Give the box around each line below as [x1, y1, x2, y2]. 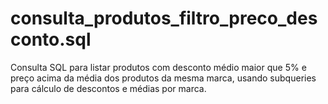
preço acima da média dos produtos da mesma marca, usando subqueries [10, 72, 317, 84]
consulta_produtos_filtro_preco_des [10, 7, 318, 30]
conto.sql [10, 28, 92, 51]
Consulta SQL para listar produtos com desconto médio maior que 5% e [10, 61, 307, 73]
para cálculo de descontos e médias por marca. [10, 82, 207, 94]
